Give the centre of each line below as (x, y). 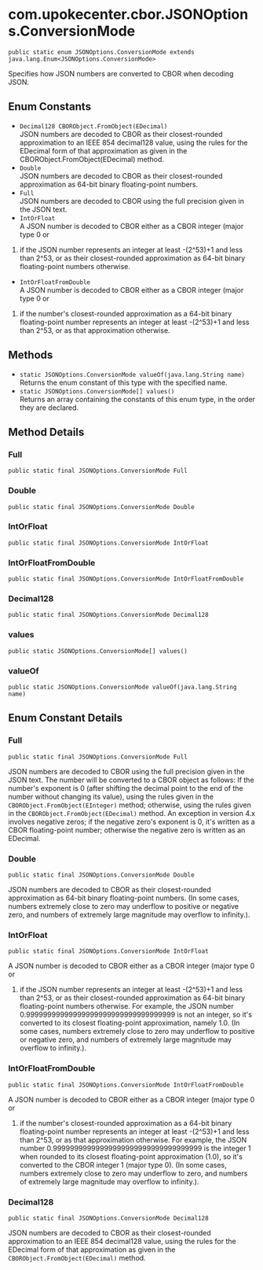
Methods (31, 355)
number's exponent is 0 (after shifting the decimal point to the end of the (126, 788)
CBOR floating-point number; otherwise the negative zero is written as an (127, 830)
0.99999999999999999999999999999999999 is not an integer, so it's (136, 1015)
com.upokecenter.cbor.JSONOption (128, 15)
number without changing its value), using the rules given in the (111, 796)
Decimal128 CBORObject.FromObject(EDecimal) (93, 126)
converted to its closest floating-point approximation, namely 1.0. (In (130, 1023)
